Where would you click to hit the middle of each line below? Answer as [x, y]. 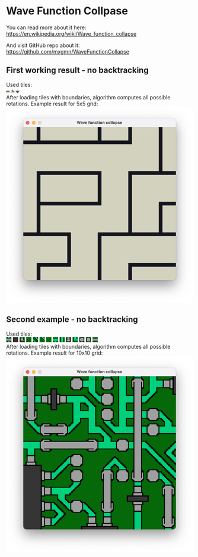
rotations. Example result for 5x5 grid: [52, 104]
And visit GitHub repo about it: [43, 45]
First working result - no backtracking [78, 71]
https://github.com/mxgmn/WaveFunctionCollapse [68, 51]
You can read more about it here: [46, 27]
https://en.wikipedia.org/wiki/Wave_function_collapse [71, 33]
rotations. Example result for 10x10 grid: [55, 353]
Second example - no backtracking [72, 320]
